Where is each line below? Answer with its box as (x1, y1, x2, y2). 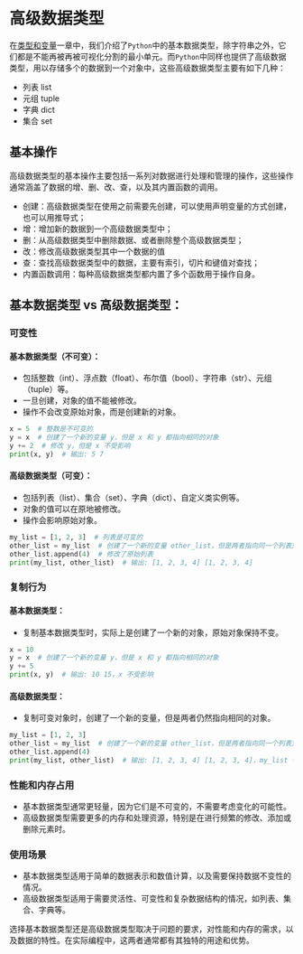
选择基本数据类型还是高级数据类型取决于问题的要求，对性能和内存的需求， (9, 923, 286, 935)
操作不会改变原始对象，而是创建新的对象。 (22, 407, 181, 417)
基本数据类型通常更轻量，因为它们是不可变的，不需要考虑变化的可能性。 (22, 801, 291, 812)
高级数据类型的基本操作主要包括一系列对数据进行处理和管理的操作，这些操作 (9, 170, 294, 181)
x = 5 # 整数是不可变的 (9, 425, 93, 434)
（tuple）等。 (22, 384, 74, 395)
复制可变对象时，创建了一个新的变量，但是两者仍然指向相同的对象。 (22, 713, 276, 724)
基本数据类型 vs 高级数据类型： (9, 297, 183, 313)
